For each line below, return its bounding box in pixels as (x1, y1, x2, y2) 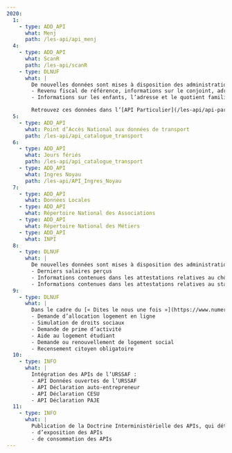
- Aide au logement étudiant (31, 332, 116, 339)
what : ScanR (24, 55, 60, 62)
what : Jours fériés (24, 152, 81, 159)
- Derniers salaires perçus (31, 268, 112, 275)
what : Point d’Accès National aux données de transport (24, 126, 190, 133)
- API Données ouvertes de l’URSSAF (31, 377, 137, 384)
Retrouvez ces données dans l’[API (31, 107, 134, 114)
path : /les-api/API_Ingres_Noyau (24, 178, 122, 185)
